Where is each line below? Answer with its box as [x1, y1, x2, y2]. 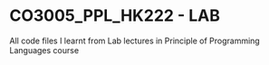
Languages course [9, 44, 80, 55]
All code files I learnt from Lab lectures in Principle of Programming [9, 35, 260, 46]
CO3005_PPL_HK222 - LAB [9, 5, 220, 26]
